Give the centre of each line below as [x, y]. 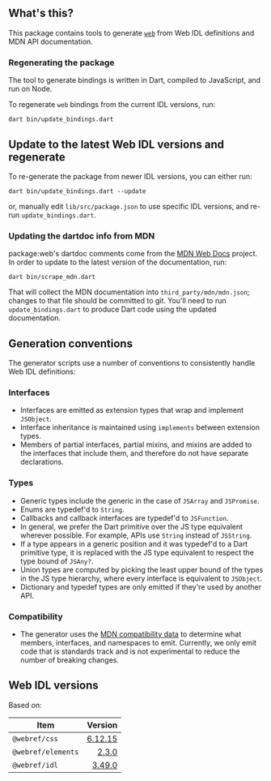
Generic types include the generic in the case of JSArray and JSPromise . [140, 500]
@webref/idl [36, 765]
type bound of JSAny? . [57, 561]
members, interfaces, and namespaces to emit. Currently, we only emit [138, 642]
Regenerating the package [61, 62]
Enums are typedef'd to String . [72, 509]
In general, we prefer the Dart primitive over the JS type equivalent [131, 526]
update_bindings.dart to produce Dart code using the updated [112, 309]
